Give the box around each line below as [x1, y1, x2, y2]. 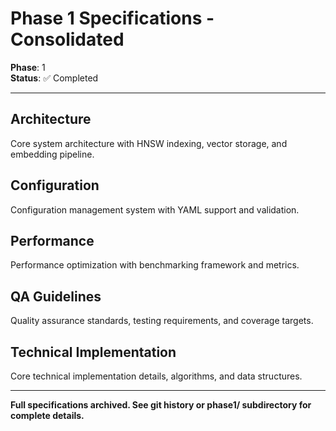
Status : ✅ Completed [10, 72, 99, 84]
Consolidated [10, 28, 125, 51]
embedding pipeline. [10, 148, 95, 160]
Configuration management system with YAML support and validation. [10, 203, 300, 216]
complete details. [10, 410, 85, 421]
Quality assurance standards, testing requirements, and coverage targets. [10, 315, 314, 327]
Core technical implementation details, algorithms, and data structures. [10, 370, 303, 382]
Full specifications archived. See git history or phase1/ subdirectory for [10, 399, 312, 411]
